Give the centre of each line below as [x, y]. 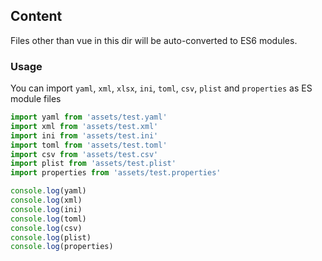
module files [36, 99]
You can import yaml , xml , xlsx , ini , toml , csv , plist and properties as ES [161, 88]
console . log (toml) [48, 219]
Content [36, 16]
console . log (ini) [46, 209]
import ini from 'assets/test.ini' [84, 135]
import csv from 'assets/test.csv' [84, 154]
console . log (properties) [62, 247]
